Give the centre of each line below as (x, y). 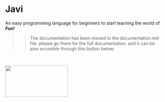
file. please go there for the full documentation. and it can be (92, 43)
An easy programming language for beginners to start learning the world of (82, 23)
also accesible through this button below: (72, 48)
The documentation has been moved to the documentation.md (94, 38)
